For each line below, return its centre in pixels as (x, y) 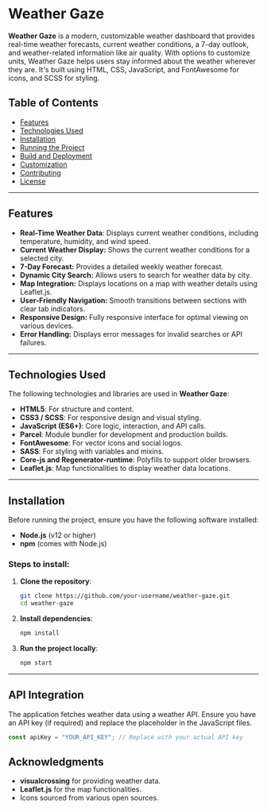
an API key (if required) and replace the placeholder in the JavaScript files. (130, 723)
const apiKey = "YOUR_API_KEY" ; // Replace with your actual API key (126, 737)
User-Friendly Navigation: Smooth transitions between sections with (133, 300)
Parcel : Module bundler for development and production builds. (124, 434)
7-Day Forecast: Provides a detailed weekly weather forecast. (122, 266)
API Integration (46, 695)
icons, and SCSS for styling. (54, 78)
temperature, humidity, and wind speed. (85, 241)
